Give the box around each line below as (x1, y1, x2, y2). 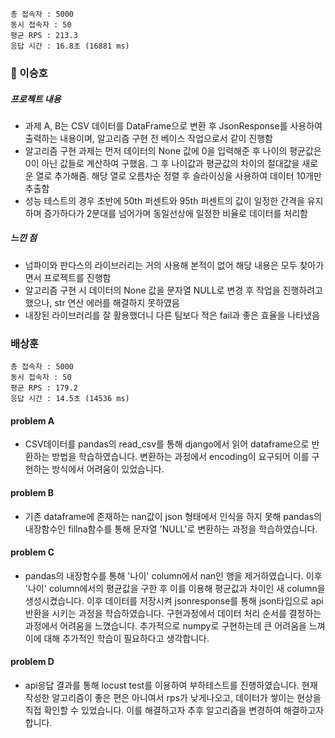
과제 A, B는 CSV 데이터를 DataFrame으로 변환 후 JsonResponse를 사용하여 (24, 119, 323, 132)
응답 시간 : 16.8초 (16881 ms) (10, 41, 130, 51)
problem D (10, 656, 55, 668)
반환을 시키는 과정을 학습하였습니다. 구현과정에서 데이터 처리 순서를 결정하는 (24, 607, 322, 619)
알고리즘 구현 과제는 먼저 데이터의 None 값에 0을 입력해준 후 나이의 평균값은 (24, 144, 322, 157)
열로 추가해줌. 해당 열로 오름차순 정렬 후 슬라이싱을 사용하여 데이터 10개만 (35, 169, 322, 182)
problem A (10, 414, 55, 427)
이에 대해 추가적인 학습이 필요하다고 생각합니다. (24, 632, 210, 644)
